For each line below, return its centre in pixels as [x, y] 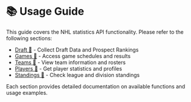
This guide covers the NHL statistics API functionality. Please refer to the [95, 32]
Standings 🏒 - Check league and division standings [77, 75]
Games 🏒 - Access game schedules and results [73, 56]
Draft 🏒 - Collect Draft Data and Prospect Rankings [77, 50]
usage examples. [27, 93]
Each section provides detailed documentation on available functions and [96, 86]
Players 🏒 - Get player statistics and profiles [69, 68]
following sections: [29, 38]
